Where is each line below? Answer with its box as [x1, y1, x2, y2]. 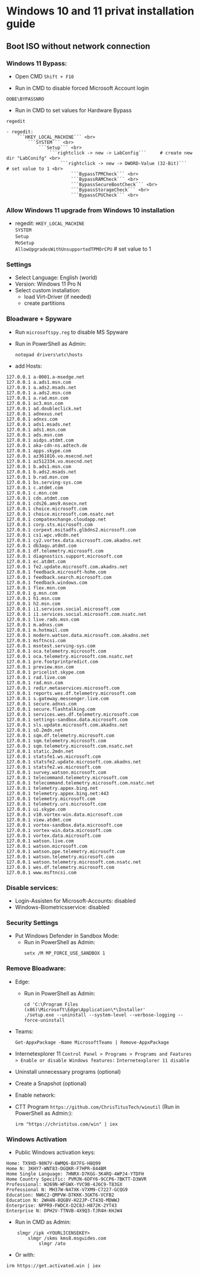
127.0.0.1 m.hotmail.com [6, 627, 69, 633]
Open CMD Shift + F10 [14, 72, 74, 80]
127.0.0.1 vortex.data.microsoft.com [6, 833, 101, 839]
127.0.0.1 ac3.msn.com [6, 400, 63, 406]
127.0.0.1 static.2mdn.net [6, 748, 74, 754]
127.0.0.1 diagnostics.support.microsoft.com [6, 553, 122, 559]
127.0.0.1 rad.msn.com [6, 680, 63, 686]
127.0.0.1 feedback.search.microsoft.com [6, 574, 112, 580]
